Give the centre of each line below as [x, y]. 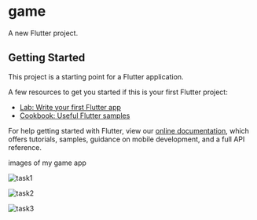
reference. [25, 147]
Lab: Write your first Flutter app [70, 107]
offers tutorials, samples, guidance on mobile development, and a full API [127, 139]
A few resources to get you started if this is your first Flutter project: [118, 92]
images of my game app [47, 163]
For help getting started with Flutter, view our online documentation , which [129, 130]
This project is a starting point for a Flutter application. [96, 76]
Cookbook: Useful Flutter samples [75, 115]
